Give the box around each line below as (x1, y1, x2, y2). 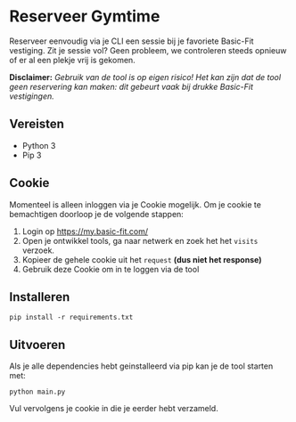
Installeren (9, 289, 70, 304)
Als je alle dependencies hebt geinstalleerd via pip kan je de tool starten (9, 361, 274, 371)
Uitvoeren (9, 337, 66, 353)
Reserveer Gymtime (9, 6, 160, 27)
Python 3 (21, 140, 56, 150)
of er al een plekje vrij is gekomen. (9, 54, 136, 65)
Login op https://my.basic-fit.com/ (21, 225, 149, 237)
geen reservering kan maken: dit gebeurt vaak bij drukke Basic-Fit (9, 81, 254, 92)
